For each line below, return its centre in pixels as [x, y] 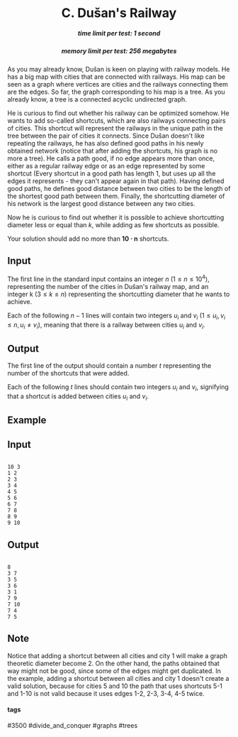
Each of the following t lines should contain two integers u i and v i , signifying [118, 388]
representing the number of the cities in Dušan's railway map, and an [108, 286]
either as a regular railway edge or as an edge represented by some [106, 165]
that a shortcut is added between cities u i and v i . [78, 397]
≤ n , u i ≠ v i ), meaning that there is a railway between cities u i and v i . [106, 326]
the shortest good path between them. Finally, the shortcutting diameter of [116, 196]
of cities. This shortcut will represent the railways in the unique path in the [115, 128]
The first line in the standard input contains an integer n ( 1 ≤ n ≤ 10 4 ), [109, 278]
